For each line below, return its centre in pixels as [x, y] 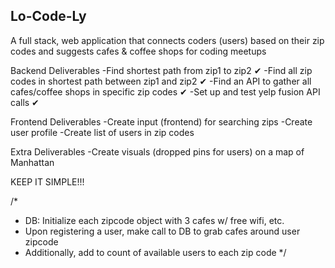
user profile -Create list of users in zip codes [102, 132]
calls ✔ [25, 102]
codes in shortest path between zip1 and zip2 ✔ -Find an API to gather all [161, 81]
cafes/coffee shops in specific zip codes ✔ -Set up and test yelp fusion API [165, 91]
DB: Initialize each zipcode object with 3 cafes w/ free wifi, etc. [154, 220]
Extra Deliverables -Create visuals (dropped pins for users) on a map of [157, 151]
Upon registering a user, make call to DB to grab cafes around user [162, 231]
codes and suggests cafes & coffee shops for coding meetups [138, 51]
